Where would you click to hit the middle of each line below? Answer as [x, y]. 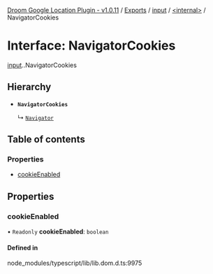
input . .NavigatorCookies [42, 65]
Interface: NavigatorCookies [91, 46]
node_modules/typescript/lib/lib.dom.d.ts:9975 [75, 263]
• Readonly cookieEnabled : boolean [58, 232]
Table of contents [46, 139]
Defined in [23, 247]
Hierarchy [29, 87]
